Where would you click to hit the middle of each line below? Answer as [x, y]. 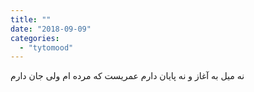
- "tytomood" [46, 47]
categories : [35, 38]
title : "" [31, 19]
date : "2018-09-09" [51, 29]
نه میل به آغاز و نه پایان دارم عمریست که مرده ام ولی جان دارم [127, 76]
